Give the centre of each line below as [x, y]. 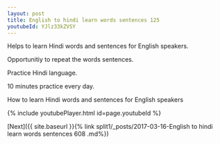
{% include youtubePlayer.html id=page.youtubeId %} [84, 113]
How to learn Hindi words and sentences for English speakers [95, 100]
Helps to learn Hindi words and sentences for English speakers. [98, 46]
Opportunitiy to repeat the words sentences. [70, 60]
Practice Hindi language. [42, 73]
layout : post [26, 13]
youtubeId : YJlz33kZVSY [42, 26]
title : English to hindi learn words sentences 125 [83, 20]
